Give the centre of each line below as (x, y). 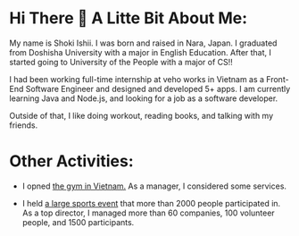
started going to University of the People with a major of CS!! (121, 62)
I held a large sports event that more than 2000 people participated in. (151, 203)
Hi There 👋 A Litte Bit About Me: (129, 18)
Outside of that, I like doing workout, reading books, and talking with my (141, 115)
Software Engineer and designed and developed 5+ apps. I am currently (158, 88)
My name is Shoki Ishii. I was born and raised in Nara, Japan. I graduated (143, 43)
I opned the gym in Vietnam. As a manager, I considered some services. (154, 186)
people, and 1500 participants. (78, 222)
